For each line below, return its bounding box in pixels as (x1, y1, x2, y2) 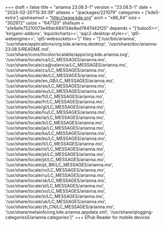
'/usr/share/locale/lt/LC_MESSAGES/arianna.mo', (5, 141, 104, 146)
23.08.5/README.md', (5, 46, 50, 52)
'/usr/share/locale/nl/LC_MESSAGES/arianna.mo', (5, 146, 105, 152)
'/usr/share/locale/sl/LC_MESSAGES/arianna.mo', (5, 183, 105, 188)
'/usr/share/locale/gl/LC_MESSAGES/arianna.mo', (5, 104, 105, 110)
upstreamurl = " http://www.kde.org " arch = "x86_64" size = (19, 15, 141, 20)
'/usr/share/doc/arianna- (108, 41, 158, 46)
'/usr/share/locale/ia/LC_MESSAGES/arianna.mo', (5, 115, 105, 120)
